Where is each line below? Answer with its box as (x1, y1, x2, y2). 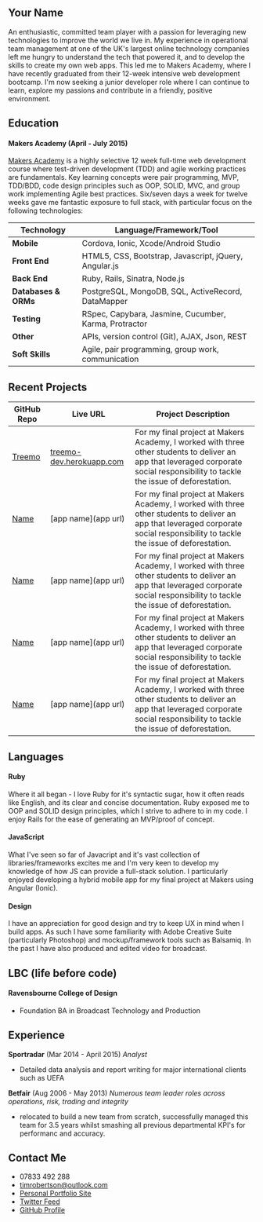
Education (8, 117, 59, 130)
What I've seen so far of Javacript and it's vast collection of (8, 850, 200, 859)
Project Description (156, 408, 230, 419)
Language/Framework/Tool (114, 225, 218, 236)
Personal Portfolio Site (19, 1189, 92, 1198)
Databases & (12, 286, 61, 297)
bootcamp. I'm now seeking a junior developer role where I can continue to (8, 77, 250, 86)
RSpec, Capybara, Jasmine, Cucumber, (81, 309, 226, 320)
